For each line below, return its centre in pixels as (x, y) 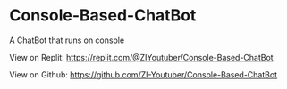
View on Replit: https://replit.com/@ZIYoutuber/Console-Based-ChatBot (142, 57)
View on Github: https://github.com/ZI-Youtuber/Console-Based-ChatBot (143, 74)
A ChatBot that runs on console (67, 40)
